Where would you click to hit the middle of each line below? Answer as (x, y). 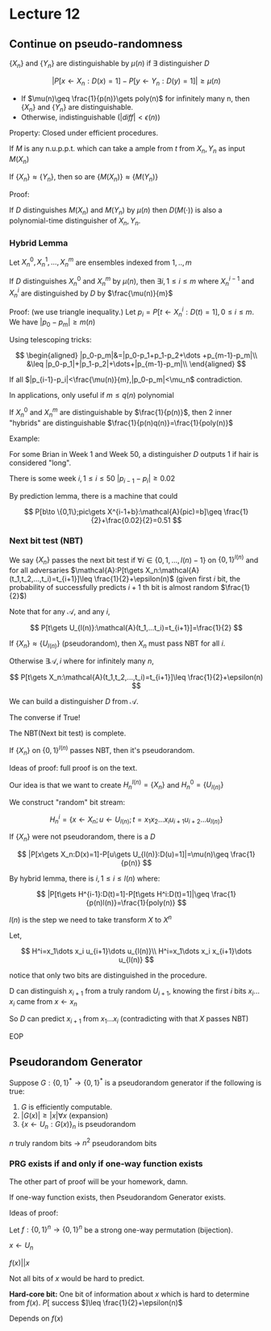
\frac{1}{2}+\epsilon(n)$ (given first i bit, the (167, 579)
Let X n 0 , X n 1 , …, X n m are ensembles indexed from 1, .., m (100, 262)
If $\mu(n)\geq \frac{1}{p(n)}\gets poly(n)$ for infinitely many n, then (135, 98)
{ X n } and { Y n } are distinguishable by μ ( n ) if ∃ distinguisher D (109, 64)
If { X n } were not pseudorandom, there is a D (82, 838)
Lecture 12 (45, 14)
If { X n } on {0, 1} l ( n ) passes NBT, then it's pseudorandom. (102, 751)
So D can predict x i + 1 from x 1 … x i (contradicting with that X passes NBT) (129, 1020)
